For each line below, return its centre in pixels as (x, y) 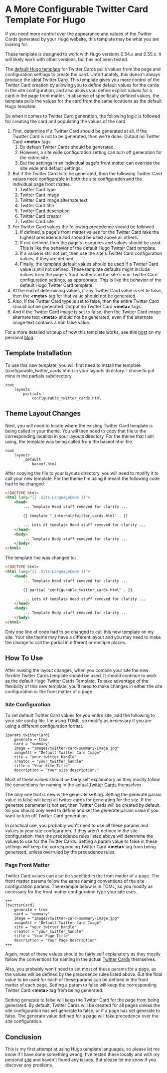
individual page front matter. (41, 184)
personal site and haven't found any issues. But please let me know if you (81, 1060)
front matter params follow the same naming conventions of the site (75, 881)
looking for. (17, 44)
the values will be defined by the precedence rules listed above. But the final (84, 974)
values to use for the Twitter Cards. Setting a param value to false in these (81, 841)
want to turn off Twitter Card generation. (47, 816)
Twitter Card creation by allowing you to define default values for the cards (82, 85)
